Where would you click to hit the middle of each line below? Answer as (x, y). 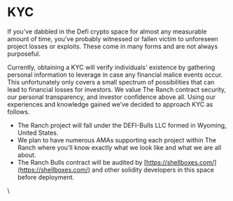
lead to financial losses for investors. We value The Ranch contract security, (116, 89)
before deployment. (46, 177)
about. (27, 155)
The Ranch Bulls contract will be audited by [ (82, 162)
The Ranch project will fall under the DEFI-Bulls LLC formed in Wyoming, (122, 125)
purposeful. (24, 54)
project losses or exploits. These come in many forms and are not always (113, 46)
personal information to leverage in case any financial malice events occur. (115, 75)
